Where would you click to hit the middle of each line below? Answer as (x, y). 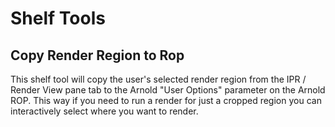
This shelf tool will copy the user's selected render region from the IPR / (158, 79)
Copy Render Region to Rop (97, 55)
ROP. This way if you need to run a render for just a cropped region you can (166, 100)
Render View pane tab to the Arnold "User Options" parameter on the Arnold (168, 90)
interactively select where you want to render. (104, 111)
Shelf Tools (58, 18)
